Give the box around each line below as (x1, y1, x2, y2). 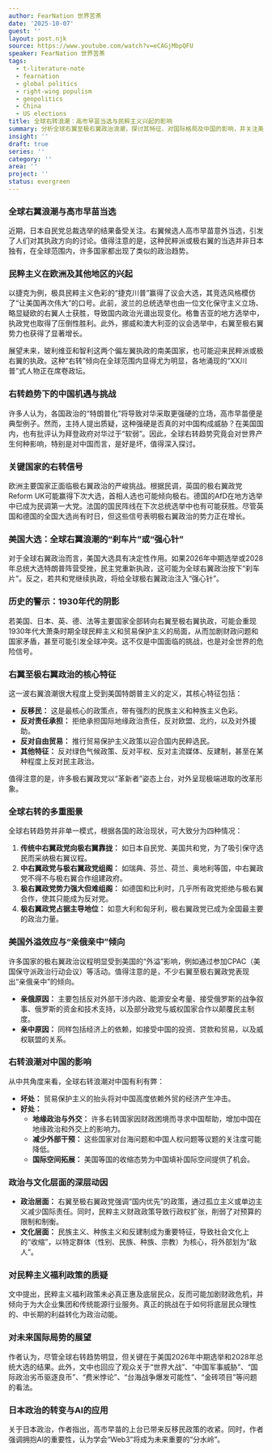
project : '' (8, 170, 49, 178)
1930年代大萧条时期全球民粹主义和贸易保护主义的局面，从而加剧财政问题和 (8, 626, 259, 636)
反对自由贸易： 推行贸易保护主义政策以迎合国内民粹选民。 (19, 736, 215, 745)
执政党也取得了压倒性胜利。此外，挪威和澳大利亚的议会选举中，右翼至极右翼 (8, 318, 264, 328)
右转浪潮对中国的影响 (8, 1057, 91, 1068)
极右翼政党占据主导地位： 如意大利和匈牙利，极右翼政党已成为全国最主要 (19, 904, 264, 914)
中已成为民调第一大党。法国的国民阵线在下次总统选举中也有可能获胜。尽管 (8, 502, 257, 511)
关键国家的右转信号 (8, 461, 83, 472)
